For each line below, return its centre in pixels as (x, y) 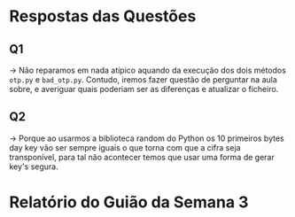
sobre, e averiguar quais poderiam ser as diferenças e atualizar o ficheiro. (144, 89)
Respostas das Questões (103, 16)
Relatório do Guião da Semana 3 (129, 202)
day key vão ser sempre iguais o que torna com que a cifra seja (125, 147)
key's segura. (34, 167)
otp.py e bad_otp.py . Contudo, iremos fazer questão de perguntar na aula (143, 80)
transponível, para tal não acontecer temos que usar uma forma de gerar (142, 157)
